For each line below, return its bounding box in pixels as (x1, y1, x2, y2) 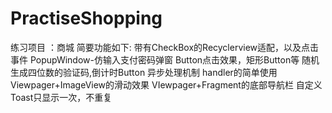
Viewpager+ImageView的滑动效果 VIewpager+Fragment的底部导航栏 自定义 (10, 78, 323, 91)
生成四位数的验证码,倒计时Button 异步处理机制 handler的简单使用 (10, 66, 278, 78)
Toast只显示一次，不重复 (10, 91, 113, 103)
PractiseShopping (10, 7, 163, 30)
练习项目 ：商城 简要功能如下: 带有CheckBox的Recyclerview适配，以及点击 (10, 41, 320, 53)
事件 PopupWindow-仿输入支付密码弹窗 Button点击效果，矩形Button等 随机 (10, 53, 320, 66)
